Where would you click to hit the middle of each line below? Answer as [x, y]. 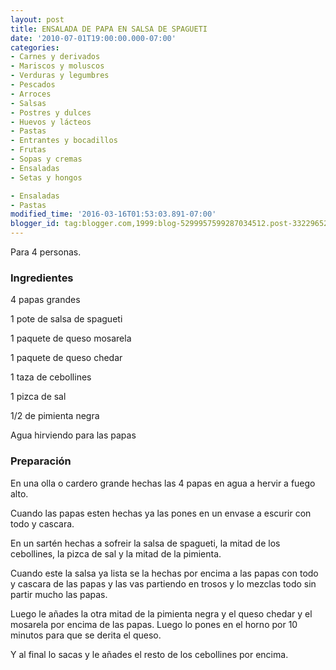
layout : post [37, 19]
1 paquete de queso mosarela [71, 338]
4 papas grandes [45, 300]
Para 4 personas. [46, 252]
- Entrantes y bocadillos [64, 141]
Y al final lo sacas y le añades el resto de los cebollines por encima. [149, 654]
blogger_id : [35, 224]
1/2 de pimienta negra [55, 416]
